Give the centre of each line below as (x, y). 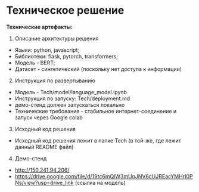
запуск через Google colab (49, 117)
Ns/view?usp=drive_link (44, 182)
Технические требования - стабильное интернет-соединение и (96, 111)
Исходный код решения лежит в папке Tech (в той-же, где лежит (98, 140)
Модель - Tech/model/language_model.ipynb (71, 92)
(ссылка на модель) (100, 182)
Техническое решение (65, 10)
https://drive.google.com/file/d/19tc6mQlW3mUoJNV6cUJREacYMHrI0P (104, 176)
